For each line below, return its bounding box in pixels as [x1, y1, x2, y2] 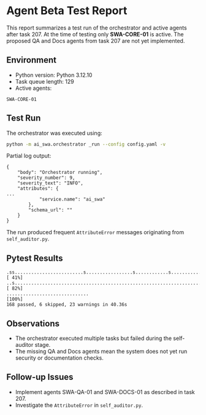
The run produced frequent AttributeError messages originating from [6, 229, 185, 236]
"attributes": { [17, 186, 59, 192]
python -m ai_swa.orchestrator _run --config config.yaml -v [6, 141, 166, 148]
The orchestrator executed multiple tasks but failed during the [15, 334, 172, 342]
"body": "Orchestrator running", [17, 170, 103, 176]
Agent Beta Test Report [6, 4, 128, 18]
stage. [34, 341, 51, 349]
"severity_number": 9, [17, 175, 75, 181]
